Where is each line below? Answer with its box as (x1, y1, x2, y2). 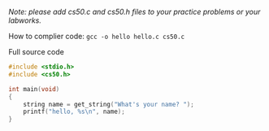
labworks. (8, 15, 42, 25)
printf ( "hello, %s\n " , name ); (23, 107, 126, 116)
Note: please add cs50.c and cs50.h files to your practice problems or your (8, 7, 261, 16)
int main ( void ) (8, 85, 60, 93)
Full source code (8, 47, 65, 56)
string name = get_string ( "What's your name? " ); (23, 100, 195, 108)
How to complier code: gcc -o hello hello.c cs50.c (8, 32, 185, 41)
